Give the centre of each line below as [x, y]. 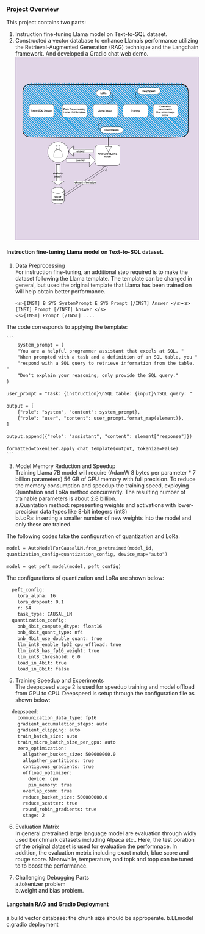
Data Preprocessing [40, 265]
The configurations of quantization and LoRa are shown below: [85, 578]
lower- [185, 505]
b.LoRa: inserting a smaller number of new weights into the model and [103, 518]
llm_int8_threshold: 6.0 [49, 657]
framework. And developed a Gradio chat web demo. [82, 54]
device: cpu [44, 779]
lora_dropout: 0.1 [41, 602]
